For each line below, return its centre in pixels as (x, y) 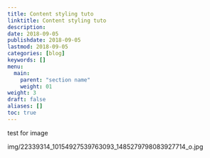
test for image (28, 132)
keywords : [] (27, 60)
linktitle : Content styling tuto (57, 21)
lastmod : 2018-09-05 (38, 47)
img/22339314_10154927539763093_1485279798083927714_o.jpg (105, 147)
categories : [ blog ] (36, 54)
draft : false (27, 100)
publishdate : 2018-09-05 (44, 40)
